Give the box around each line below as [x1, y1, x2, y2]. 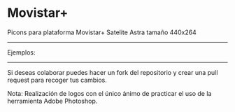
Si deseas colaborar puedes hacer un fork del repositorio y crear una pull [7, 68, 218, 76]
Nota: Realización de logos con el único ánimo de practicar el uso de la [7, 89, 212, 97]
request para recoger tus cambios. [7, 76, 107, 84]
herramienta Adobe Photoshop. [7, 97, 98, 105]
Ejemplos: [7, 48, 36, 57]
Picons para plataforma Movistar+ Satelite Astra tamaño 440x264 [7, 28, 197, 36]
